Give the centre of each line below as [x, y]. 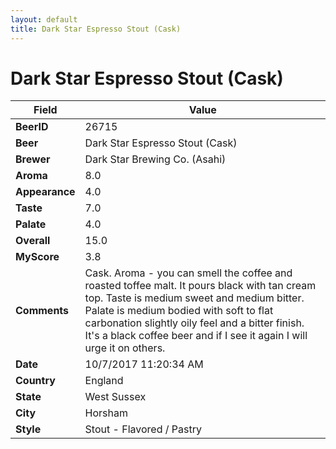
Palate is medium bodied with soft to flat [179, 311]
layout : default [44, 19]
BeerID [32, 127]
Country [35, 381]
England [104, 381]
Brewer [33, 159]
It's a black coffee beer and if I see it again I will [196, 336]
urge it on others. [125, 348]
